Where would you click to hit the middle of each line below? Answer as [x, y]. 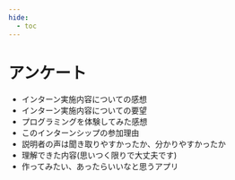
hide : [18, 17]
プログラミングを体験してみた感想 [84, 122]
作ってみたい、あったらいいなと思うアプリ [100, 167]
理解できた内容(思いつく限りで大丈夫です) [99, 155]
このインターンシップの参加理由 [80, 133]
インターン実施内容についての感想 [84, 99]
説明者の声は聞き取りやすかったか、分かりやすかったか [123, 144]
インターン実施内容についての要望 [84, 111]
